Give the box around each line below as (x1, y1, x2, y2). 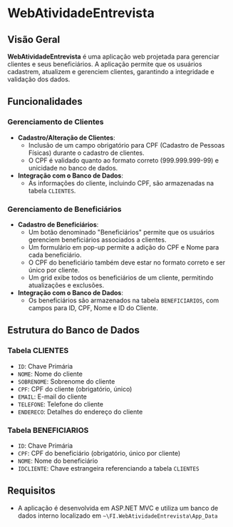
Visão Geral (7, 34, 61, 46)
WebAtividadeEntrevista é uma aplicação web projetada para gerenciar (7, 52, 219, 61)
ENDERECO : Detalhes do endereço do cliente (17, 407, 143, 416)
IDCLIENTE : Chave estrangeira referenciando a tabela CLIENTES (17, 464, 200, 472)
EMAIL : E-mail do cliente (17, 392, 87, 401)
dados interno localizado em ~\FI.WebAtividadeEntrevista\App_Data (17, 511, 219, 520)
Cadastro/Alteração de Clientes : (17, 133, 115, 142)
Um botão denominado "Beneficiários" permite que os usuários (28, 227, 215, 236)
